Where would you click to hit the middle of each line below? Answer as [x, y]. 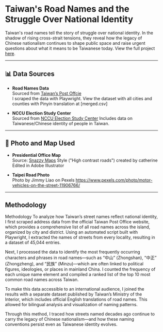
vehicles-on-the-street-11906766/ [46, 185]
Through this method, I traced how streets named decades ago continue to [80, 314]
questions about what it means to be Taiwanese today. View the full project [80, 48]
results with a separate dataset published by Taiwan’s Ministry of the [73, 294]
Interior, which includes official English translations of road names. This [76, 299]
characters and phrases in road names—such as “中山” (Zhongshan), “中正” [81, 258]
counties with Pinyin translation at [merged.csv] [60, 104]
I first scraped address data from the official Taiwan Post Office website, [77, 222]
